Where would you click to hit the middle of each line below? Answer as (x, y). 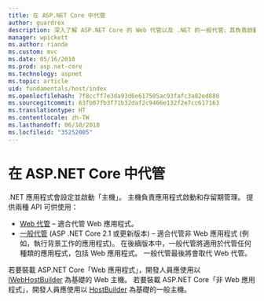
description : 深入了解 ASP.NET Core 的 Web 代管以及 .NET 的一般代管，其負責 (128, 30)
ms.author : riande (38, 45)
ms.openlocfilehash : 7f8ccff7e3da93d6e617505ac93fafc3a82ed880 (114, 96)
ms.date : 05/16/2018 (42, 60)
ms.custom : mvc (33, 52)
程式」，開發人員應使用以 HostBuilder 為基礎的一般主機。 (99, 289)
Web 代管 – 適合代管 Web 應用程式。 (79, 223)
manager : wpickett (38, 37)
